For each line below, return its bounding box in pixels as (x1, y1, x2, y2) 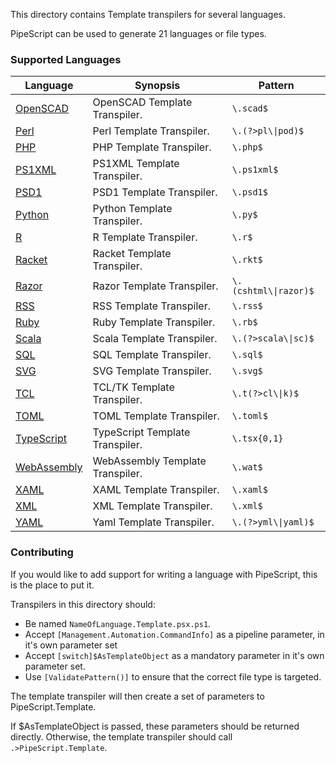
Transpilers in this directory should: (10, 598, 156, 610)
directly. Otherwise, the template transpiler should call (10, 730, 233, 743)
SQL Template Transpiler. (92, 348, 212, 362)
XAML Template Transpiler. (92, 483, 220, 497)
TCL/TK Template (92, 380, 175, 394)
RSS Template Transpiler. (92, 299, 211, 313)
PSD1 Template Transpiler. (92, 185, 218, 199)
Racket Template (92, 247, 172, 261)
